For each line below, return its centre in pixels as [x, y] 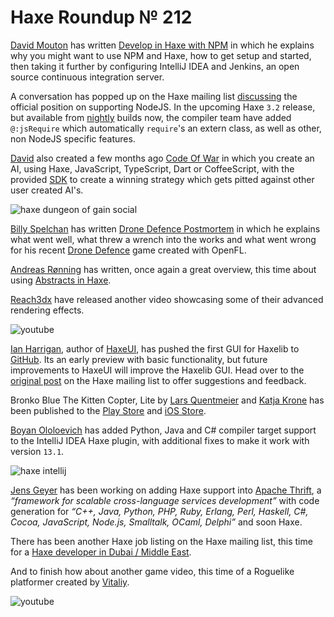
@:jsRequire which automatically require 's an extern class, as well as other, [166, 128]
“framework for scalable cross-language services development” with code [165, 500]
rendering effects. [47, 310]
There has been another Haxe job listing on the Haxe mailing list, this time [161, 541]
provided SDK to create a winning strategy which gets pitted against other [162, 179]
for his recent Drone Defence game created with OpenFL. [128, 250]
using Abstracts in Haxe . [61, 280]
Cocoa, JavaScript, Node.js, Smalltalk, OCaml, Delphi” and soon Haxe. [156, 522]
